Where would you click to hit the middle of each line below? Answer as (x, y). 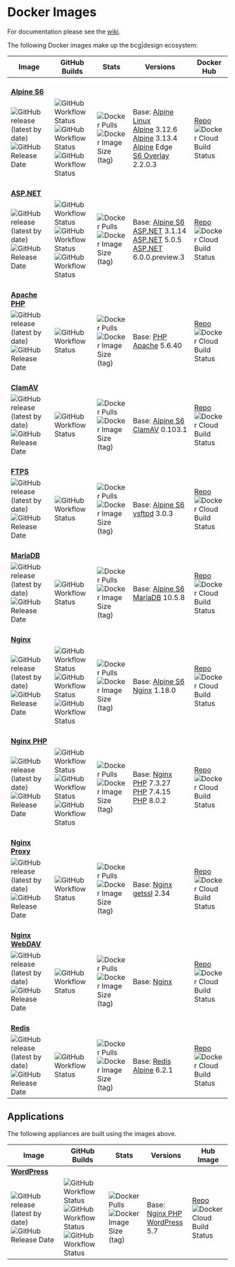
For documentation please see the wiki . (64, 31)
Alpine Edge (152, 146)
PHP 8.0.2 (149, 800)
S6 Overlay (151, 155)
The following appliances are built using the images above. (92, 1133)
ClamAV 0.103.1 (160, 429)
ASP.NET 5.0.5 (157, 239)
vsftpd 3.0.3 (153, 513)
